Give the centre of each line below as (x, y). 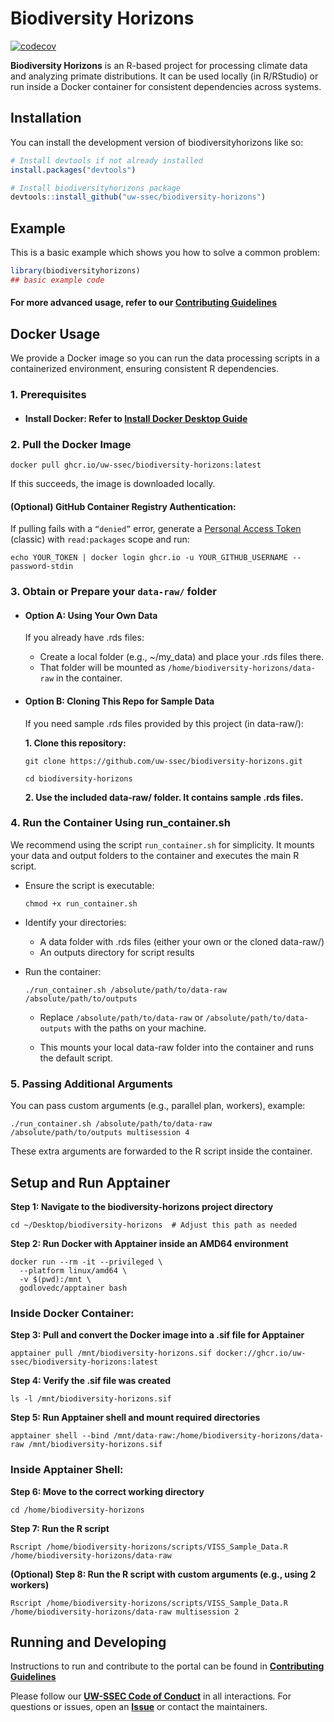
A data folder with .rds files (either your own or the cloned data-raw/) (182, 941)
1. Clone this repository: (75, 743)
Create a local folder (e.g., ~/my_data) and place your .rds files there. (181, 657)
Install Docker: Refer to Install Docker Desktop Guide (136, 418)
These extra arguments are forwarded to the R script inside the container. (161, 1151)
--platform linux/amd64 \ (73, 1270)
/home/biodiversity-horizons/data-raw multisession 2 (125, 1612)
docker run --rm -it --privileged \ (86, 1262)
